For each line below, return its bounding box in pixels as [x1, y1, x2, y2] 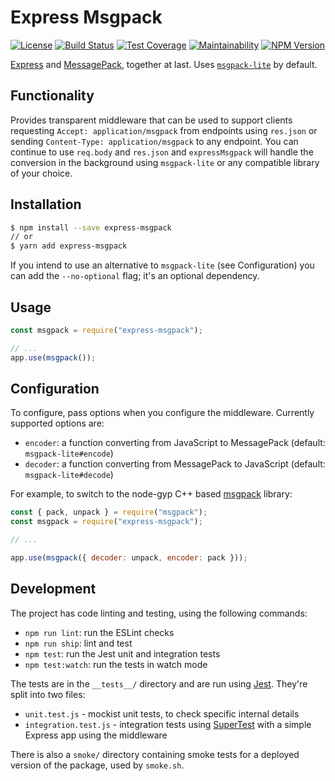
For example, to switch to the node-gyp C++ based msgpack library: [10, 488, 293, 500]
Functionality [10, 87, 95, 105]
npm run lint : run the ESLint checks [24, 626, 175, 638]
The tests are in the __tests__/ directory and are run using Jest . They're [10, 677, 308, 690]
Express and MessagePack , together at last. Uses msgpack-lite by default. [10, 58, 318, 70]
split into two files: [10, 688, 86, 700]
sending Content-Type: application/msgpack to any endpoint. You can [10, 135, 299, 147]
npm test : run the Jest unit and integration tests [24, 647, 221, 660]
